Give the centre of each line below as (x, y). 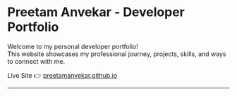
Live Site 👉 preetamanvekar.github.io (62, 75)
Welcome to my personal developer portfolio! (73, 46)
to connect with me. (36, 61)
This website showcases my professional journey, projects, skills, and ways (117, 54)
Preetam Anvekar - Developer (96, 12)
